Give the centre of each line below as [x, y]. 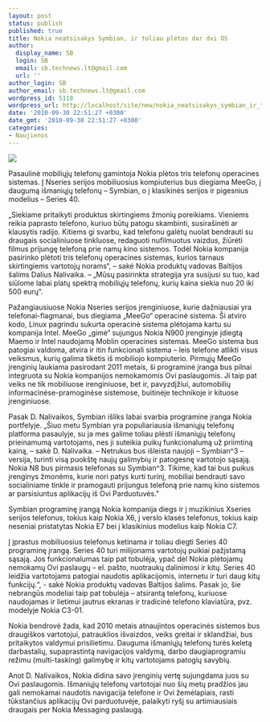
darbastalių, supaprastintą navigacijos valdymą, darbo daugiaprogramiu [127, 651]
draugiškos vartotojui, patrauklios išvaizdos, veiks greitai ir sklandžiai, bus [131, 634]
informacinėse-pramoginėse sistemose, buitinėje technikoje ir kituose [123, 392]
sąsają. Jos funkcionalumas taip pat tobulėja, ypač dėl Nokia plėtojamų [126, 559]
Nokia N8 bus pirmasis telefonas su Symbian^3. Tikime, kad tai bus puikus [131, 468]
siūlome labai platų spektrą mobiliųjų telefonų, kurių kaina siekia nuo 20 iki [131, 283]
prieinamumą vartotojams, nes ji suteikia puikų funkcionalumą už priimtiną [131, 442]
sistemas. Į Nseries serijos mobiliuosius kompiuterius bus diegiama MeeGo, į [135, 182]
